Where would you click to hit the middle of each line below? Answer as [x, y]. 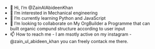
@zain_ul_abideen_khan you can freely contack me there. [69, 41]
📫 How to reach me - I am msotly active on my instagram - [71, 34]
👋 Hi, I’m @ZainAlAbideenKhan [41, 8]
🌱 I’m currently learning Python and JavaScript [58, 18]
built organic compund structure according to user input [68, 29]
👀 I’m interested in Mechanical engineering [54, 13]
